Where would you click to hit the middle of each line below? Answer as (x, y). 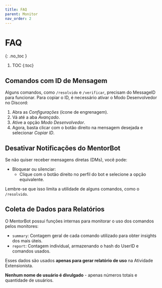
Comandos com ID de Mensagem (56, 81)
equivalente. (32, 179)
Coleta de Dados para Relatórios (55, 209)
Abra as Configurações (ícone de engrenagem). (60, 112)
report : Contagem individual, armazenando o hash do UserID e (75, 246)
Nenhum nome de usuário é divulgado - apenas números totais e (71, 275)
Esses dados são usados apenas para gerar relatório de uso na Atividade (79, 260)
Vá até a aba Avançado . (36, 118)
